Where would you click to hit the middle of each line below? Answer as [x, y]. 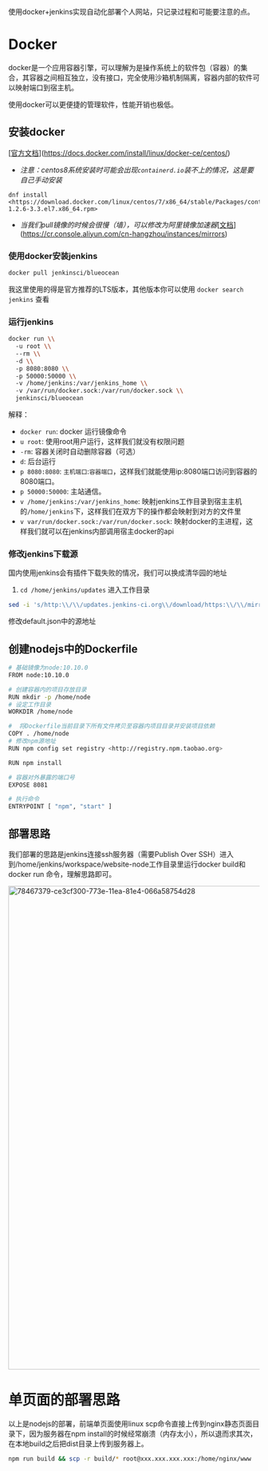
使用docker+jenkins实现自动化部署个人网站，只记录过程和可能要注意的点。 [132, 12]
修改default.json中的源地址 [52, 621]
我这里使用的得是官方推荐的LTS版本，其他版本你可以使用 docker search [126, 289]
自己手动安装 [41, 180]
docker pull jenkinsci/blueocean [64, 273]
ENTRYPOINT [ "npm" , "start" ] [60, 807]
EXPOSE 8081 [28, 785]
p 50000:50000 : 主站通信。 [63, 492]
